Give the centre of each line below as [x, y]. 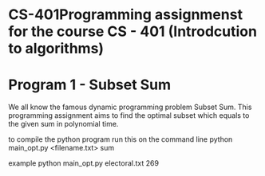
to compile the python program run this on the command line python [121, 139]
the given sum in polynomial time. [63, 124]
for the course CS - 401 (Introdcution [133, 31]
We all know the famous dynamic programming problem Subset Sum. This [130, 107]
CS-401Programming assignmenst [126, 15]
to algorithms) [56, 49]
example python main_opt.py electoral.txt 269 [84, 163]
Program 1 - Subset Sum [90, 85]
